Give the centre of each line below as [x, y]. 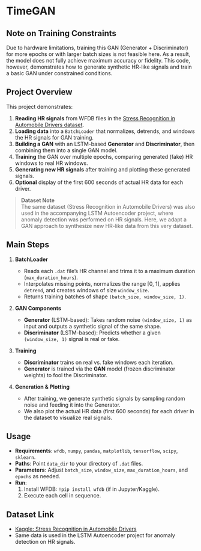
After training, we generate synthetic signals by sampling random [104, 398]
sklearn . [25, 457]
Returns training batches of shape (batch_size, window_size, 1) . [105, 297]
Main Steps [28, 245]
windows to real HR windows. [51, 163]
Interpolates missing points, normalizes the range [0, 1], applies [102, 283]
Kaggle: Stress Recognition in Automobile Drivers [76, 529]
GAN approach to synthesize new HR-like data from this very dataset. [107, 226]
